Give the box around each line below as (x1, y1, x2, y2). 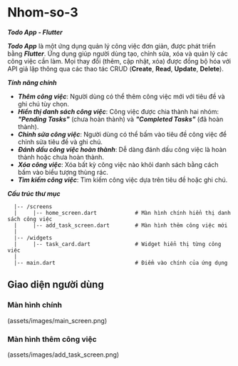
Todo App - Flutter (7, 28, 63, 36)
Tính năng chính (7, 78, 57, 86)
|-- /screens (14, 203, 53, 210)
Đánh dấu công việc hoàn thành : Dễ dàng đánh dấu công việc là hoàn (17, 145, 227, 153)
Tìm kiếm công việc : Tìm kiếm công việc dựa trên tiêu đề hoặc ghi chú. (17, 176, 228, 184)
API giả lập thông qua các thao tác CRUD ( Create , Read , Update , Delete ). (7, 64, 224, 73)
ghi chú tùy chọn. (17, 99, 70, 108)
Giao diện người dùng (7, 279, 105, 291)
